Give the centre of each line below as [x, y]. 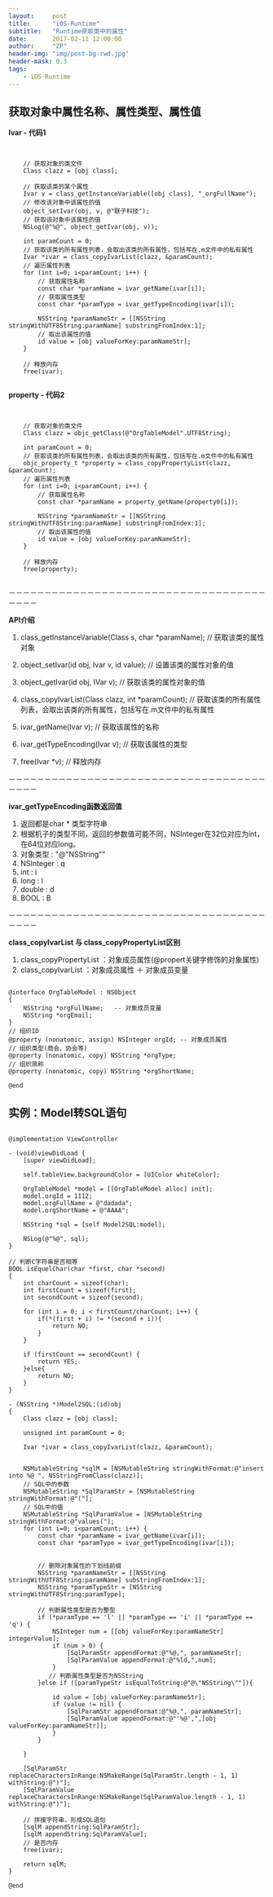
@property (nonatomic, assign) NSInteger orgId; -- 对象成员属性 [118, 1040]
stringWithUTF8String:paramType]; [67, 1595]
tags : [18, 69]
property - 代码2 [37, 395]
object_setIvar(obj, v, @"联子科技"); [86, 211]
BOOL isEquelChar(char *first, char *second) [87, 1269]
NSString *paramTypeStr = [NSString [100, 1587]
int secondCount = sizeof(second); [84, 1298]
